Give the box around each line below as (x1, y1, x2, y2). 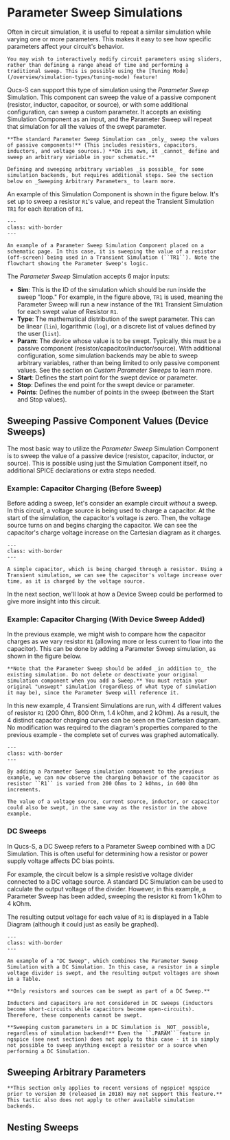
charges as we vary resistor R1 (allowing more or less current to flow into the (7, 637, 224, 645)
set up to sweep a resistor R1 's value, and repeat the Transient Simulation (7, 197, 214, 205)
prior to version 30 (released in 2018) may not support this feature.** (7, 1090, 223, 1098)
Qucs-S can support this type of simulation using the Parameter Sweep (7, 85, 209, 94)
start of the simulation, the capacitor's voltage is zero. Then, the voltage (7, 514, 211, 522)
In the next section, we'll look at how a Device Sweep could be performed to (7, 590, 223, 599)
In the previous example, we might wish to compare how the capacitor (7, 630, 206, 639)
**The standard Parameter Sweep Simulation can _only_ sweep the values (7, 136, 220, 143)
